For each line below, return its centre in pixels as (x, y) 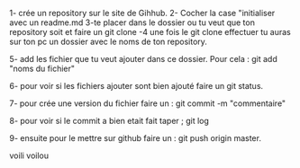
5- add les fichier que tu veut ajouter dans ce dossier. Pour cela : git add (143, 59)
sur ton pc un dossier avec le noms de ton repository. (108, 41)
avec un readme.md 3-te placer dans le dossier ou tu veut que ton (132, 22)
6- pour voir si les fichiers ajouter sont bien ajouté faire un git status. (136, 86)
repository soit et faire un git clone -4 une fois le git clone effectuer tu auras (150, 32)
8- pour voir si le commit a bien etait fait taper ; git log (109, 121)
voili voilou (29, 155)
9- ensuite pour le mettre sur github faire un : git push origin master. (135, 138)
